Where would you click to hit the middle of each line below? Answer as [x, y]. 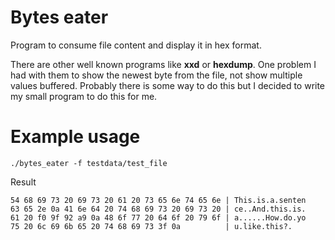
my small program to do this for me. [84, 96]
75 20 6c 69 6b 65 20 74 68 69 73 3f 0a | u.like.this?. [151, 226]
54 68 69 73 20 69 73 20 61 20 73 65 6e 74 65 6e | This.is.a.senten [158, 200]
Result [23, 182]
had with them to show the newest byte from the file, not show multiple [156, 75]
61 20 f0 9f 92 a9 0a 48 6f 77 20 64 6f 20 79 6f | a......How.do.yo [158, 217]
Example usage [75, 137]
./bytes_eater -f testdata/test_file [89, 163]
